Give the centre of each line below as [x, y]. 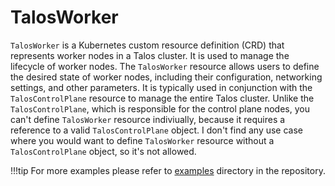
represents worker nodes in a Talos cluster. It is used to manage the [150, 55]
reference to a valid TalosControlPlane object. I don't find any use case [156, 130]
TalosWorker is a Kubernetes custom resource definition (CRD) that [147, 45]
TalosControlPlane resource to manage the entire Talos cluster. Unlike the [162, 98]
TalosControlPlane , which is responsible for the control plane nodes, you [160, 108]
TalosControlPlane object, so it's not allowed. [103, 151]
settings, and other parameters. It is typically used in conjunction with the [161, 87]
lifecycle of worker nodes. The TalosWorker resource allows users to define [165, 66]
